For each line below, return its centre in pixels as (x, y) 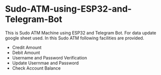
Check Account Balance (36, 68)
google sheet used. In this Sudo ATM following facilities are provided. (75, 38)
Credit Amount (27, 47)
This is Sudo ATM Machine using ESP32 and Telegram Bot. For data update (81, 33)
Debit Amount (26, 53)
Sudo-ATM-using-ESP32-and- (68, 9)
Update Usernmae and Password (45, 63)
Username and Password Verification (50, 57)
